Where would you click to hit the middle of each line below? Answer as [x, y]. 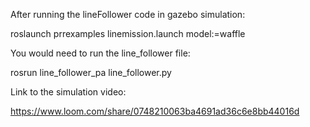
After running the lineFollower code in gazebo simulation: [128, 14]
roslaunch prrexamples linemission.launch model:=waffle [128, 33]
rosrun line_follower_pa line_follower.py [91, 72]
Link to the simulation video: [68, 92]
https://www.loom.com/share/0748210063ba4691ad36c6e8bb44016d [155, 111]
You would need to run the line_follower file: [100, 53]
